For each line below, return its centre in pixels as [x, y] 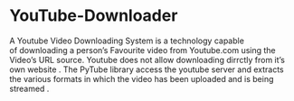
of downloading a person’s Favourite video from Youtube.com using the [142, 50]
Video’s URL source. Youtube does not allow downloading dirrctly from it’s [147, 60]
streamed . [29, 88]
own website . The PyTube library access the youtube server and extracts [147, 69]
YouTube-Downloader [94, 16]
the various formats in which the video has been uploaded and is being [142, 78]
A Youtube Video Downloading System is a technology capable [127, 41]
